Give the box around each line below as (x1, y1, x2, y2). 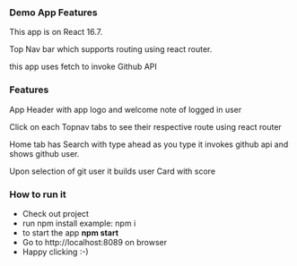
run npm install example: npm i (22, 218, 136, 228)
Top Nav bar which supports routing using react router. (9, 44, 213, 55)
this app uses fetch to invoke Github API (9, 61, 157, 73)
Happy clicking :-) (22, 246, 89, 257)
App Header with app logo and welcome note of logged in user (9, 104, 242, 115)
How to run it (9, 188, 66, 201)
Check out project (22, 208, 90, 219)
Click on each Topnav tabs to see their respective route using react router (9, 121, 283, 132)
